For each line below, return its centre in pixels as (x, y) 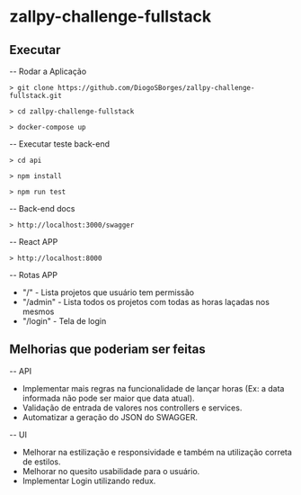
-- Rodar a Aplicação (48, 71)
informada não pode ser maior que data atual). (108, 398)
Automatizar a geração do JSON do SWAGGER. (110, 417)
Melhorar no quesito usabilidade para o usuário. (111, 471)
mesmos (38, 311)
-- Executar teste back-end (60, 144)
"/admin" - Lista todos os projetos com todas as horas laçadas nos (146, 302)
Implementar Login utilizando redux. (89, 481)
